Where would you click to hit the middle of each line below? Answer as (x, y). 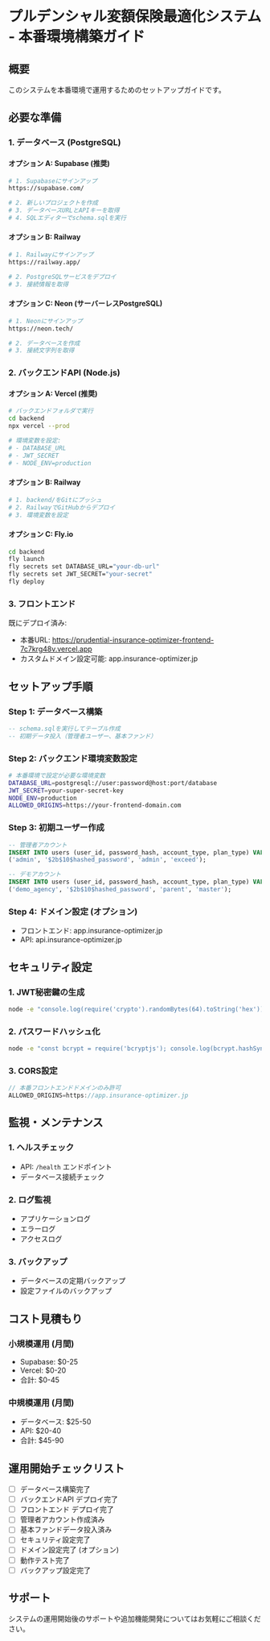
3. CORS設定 (33, 1070)
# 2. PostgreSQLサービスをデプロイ (62, 276)
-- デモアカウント (35, 875)
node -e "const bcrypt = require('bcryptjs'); (88, 1049)
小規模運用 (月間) (41, 1344)
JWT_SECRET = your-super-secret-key (66, 791)
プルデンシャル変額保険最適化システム (135, 17)
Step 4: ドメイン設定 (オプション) (73, 912)
